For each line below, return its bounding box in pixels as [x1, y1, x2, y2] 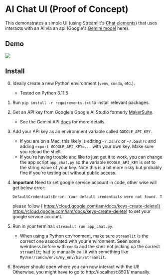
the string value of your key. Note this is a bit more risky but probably [19, 164, 162, 170]
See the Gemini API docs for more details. [19, 118, 106, 125]
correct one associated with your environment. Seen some [19, 238, 141, 244]
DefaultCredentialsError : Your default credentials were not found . [12, 194, 158, 199]
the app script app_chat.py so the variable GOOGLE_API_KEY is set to [19, 159, 156, 165]
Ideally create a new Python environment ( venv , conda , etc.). [12, 80, 136, 86]
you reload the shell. [19, 148, 62, 155]
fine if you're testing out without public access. [19, 170, 117, 176]
